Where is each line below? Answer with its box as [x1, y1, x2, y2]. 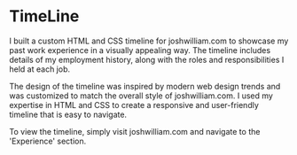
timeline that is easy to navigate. [9, 109, 127, 120]
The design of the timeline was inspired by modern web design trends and [9, 81, 281, 91]
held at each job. [9, 64, 71, 74]
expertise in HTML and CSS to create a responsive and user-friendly [9, 99, 260, 110]
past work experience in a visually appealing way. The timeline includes [9, 44, 271, 55]
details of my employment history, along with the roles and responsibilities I [9, 54, 285, 65]
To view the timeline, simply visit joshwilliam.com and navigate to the [9, 126, 261, 136]
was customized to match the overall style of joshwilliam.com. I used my [9, 90, 273, 101]
